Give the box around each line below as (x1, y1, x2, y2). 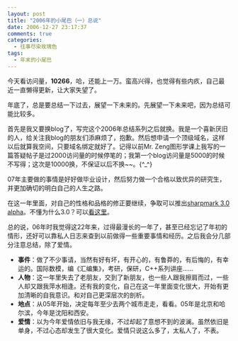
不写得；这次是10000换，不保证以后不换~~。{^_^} (7, 160, 153, 168)
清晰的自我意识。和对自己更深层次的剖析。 (23, 291, 149, 299)
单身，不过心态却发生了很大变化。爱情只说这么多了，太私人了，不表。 (17, 326, 223, 335)
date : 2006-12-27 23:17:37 (7, 23, 87, 30)
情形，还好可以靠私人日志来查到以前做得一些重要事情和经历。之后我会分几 (7, 231, 225, 240)
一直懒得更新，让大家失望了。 (13, 86, 101, 94)
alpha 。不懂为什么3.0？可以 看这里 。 (7, 207, 113, 216)
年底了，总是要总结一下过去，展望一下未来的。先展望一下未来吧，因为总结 (7, 100, 225, 109)
